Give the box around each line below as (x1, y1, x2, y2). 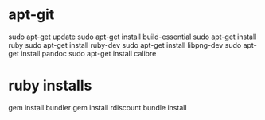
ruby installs (8, 77, 92, 95)
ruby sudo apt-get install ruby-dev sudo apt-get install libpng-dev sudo (8, 40, 242, 49)
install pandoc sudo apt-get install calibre (21, 48, 157, 58)
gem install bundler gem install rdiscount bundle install (8, 103, 187, 112)
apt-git (8, 6, 55, 24)
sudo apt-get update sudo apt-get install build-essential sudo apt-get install (8, 32, 257, 41)
